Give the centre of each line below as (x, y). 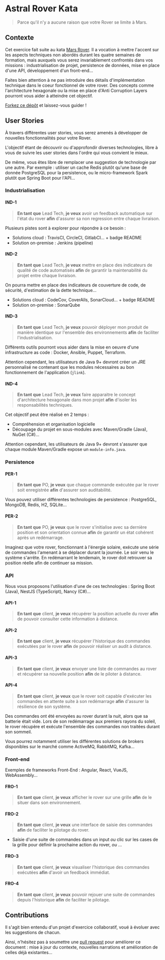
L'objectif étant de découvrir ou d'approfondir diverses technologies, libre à (82, 147)
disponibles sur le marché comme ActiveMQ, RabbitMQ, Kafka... (70, 746)
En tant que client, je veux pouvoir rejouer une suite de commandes (86, 895)
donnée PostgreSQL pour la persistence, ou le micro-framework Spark (77, 172)
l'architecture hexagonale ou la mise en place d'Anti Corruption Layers (76, 90)
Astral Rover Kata (41, 9)
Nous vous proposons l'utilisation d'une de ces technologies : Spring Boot (80, 586)
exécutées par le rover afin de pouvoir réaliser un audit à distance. (84, 646)
